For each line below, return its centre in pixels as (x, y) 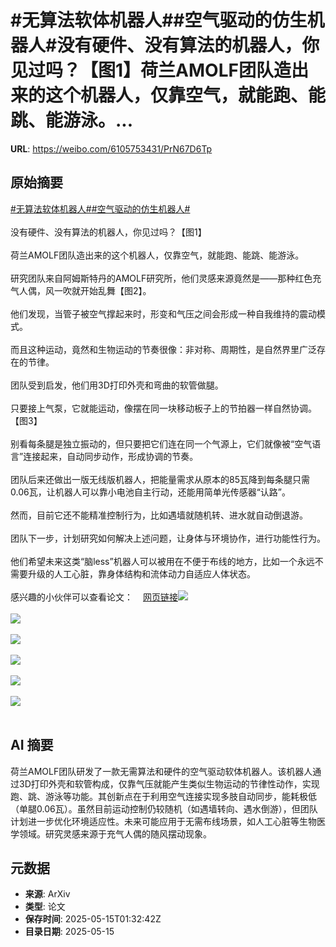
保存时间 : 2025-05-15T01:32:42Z (93, 919)
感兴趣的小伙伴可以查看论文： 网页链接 (94, 597)
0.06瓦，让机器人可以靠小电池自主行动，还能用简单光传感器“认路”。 (150, 492)
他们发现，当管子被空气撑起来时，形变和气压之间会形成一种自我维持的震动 (163, 313)
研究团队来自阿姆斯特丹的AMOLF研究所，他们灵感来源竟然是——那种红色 (161, 278)
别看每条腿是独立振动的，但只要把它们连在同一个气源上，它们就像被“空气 (161, 443)
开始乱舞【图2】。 (115, 290)
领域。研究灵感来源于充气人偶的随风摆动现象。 (115, 833)
